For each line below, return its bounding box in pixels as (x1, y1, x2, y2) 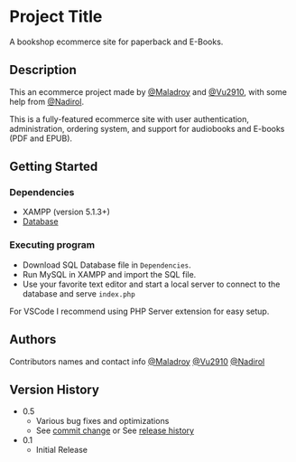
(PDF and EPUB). (9, 133, 73, 144)
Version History (9, 382, 99, 397)
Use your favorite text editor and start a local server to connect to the (22, 278, 281, 289)
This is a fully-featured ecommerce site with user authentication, (9, 113, 250, 124)
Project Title (9, 6, 103, 27)
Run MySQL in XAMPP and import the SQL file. (22, 269, 197, 279)
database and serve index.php (22, 288, 135, 299)
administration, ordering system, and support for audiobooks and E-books (9, 123, 285, 134)
